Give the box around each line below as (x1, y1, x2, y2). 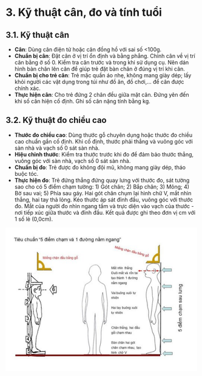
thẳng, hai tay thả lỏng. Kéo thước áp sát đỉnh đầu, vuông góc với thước (14, 196, 194, 203)
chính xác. (14, 85, 41, 92)
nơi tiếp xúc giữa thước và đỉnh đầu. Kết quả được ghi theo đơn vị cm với (14, 209, 195, 216)
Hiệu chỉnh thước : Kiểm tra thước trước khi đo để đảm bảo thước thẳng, (14, 150, 194, 158)
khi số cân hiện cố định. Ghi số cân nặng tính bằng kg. (14, 97, 151, 105)
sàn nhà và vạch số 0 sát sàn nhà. (14, 144, 100, 151)
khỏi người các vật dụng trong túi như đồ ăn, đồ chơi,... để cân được (14, 78, 184, 85)
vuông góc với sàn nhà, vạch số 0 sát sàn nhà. (14, 157, 131, 164)
